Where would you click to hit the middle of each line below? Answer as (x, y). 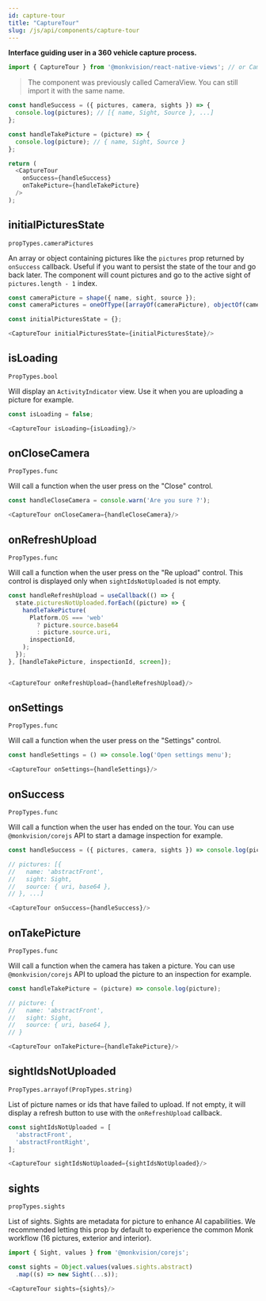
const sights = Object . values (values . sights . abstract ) (101, 1267)
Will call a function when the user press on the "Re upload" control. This (126, 572)
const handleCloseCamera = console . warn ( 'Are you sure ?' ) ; (110, 501)
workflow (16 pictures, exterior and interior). (80, 1238)
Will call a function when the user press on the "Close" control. (111, 486)
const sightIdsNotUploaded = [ (60, 1127)
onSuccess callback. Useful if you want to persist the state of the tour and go (132, 266)
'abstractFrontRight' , (53, 1142)
